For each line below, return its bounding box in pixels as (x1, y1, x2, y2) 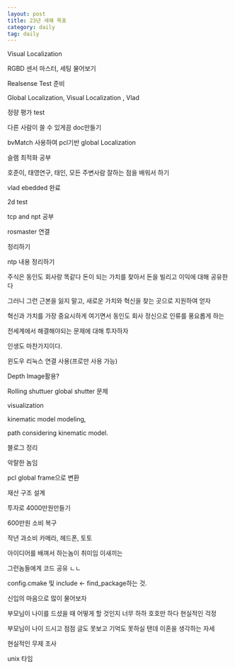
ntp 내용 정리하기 (7, 258, 55, 266)
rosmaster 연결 (7, 228, 50, 236)
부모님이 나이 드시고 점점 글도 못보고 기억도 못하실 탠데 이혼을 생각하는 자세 (7, 624, 215, 633)
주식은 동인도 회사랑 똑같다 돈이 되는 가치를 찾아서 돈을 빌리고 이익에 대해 (7, 272, 210, 281)
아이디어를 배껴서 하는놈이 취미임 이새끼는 (7, 549, 123, 558)
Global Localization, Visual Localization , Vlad (7, 94, 140, 102)
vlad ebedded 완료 (7, 184, 62, 192)
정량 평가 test (7, 108, 45, 117)
